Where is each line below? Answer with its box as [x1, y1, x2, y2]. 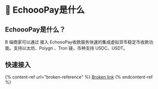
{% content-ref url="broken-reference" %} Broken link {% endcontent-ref [5, 74, 153, 80]
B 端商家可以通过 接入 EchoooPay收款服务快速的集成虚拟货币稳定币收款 [5, 39, 149, 45]
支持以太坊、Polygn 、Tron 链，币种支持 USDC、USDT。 [13, 45, 128, 51]
